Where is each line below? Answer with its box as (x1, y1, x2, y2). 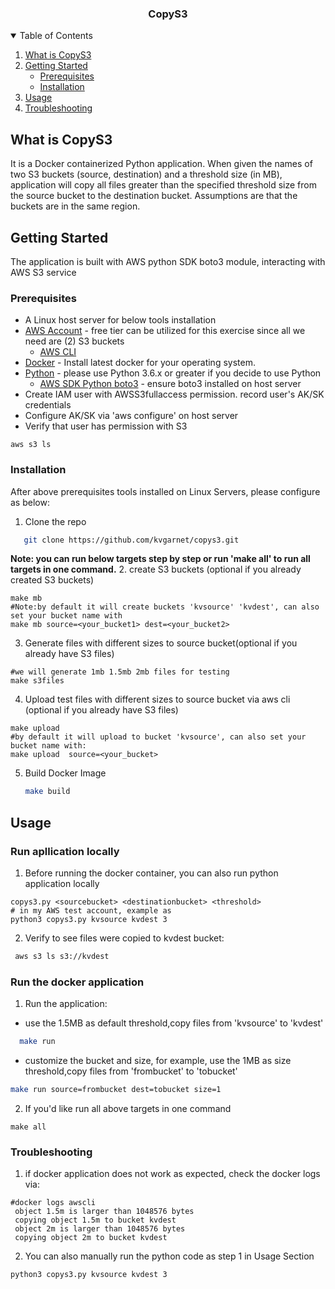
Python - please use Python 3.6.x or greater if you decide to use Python (24, 367, 322, 379)
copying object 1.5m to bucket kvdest (14, 1215, 177, 1226)
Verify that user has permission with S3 (24, 420, 188, 432)
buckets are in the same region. (10, 200, 141, 212)
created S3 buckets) (10, 574, 95, 586)
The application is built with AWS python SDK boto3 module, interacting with (10, 255, 326, 267)
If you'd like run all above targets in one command (24, 1102, 232, 1114)
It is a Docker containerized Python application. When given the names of (10, 158, 313, 170)
